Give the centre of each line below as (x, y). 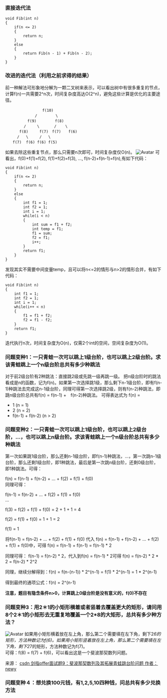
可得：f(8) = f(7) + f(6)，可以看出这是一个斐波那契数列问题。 (68, 653)
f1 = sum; (42, 233)
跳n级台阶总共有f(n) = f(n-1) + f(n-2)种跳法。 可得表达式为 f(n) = (73, 395)
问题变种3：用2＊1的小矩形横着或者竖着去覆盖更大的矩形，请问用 (83, 607)
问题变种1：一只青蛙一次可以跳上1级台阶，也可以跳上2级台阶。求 (83, 357)
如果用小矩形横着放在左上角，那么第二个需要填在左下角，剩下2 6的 (93, 634)
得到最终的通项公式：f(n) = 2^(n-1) (41, 583)
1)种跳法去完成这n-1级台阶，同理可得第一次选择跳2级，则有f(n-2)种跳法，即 (83, 389)
